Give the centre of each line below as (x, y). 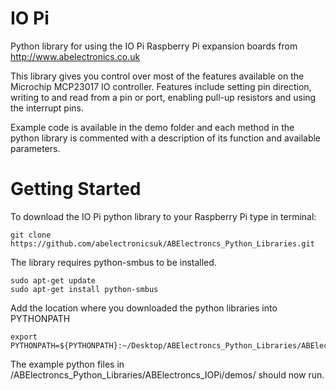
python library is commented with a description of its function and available (166, 138)
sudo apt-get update (53, 280)
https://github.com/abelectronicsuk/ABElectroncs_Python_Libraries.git (162, 243)
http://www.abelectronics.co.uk (75, 56)
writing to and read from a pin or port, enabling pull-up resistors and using (163, 97)
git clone (31, 235)
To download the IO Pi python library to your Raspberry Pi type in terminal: (163, 216)
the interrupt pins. (47, 108)
